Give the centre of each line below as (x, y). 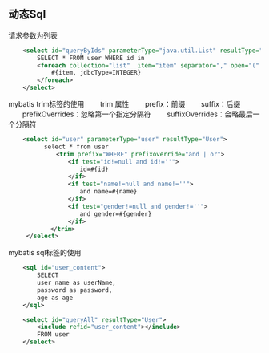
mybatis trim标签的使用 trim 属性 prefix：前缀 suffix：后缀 (124, 104)
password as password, (75, 290)
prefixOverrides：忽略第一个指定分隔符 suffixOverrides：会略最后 (138, 114)
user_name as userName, (76, 283)
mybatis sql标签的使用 (45, 253)
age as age (55, 298)
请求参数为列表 (33, 35)
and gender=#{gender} (116, 214)
